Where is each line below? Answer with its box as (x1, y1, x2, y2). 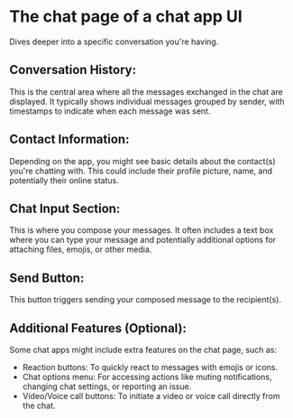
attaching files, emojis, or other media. (9, 244, 152, 255)
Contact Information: (9, 132, 130, 147)
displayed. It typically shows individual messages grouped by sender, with (9, 96, 286, 107)
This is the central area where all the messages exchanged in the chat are (9, 86, 284, 97)
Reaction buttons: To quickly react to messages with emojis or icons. (22, 362, 278, 372)
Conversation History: (9, 62, 137, 78)
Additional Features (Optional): (9, 320, 188, 336)
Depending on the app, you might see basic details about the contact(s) (9, 155, 277, 166)
